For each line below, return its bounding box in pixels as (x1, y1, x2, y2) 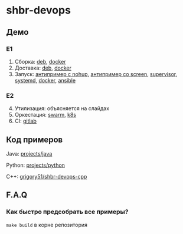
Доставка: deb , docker (14, 64, 72, 71)
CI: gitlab (14, 117, 37, 124)
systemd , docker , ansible (14, 77, 76, 84)
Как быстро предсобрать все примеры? (6, 207, 129, 216)
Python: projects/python (6, 162, 65, 169)
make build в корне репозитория (6, 221, 87, 228)
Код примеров (6, 134, 63, 144)
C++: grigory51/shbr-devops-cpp (6, 173, 87, 180)
